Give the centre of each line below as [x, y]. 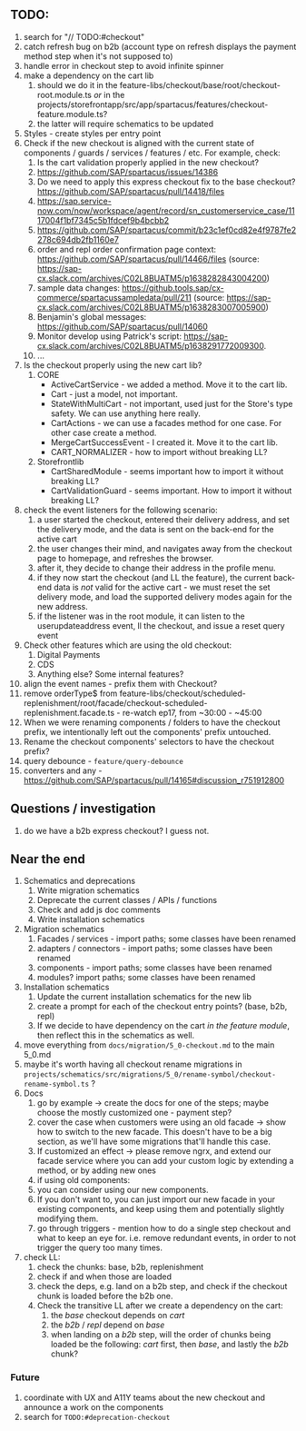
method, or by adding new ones [97, 1170]
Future [25, 1377]
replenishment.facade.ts [69, 712]
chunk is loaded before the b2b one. [105, 1296]
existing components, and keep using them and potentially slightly [161, 1209]
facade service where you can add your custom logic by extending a [165, 1161]
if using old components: [84, 1180]
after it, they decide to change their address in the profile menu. [156, 568]
